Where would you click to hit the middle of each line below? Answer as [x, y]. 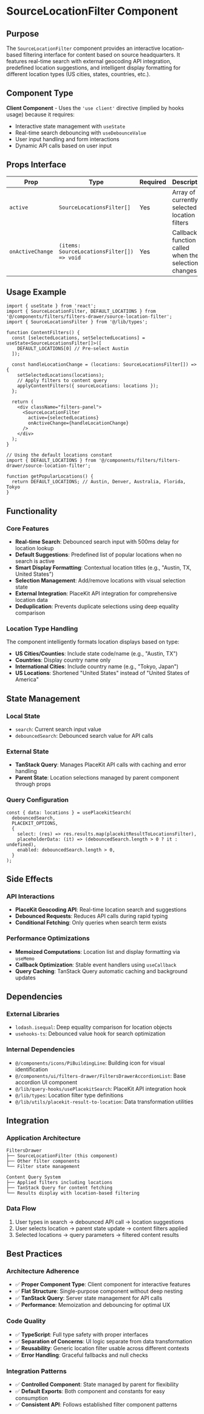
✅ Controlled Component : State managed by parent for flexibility [97, 1384]
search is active [35, 561]
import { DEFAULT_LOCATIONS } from [51, 461]
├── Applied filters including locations [59, 1183]
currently [185, 200]
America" [27, 679]
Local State [23, 716]
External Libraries [33, 1014]
